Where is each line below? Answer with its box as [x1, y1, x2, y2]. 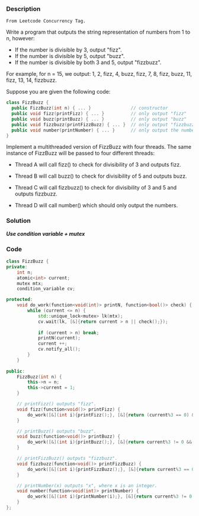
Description [6, 5, 41, 13]
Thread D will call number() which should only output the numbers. [14, 202, 178, 209]
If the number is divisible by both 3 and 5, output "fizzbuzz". [14, 59, 162, 66]
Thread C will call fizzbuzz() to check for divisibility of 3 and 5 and [14, 184, 177, 191]
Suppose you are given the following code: [6, 88, 111, 95]
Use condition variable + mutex [6, 230, 85, 237]
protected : [6, 297, 33, 303]
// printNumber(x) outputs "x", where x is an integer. [17, 482, 158, 489]
